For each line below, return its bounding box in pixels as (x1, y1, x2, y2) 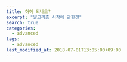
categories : (6, 25, 36, 31)
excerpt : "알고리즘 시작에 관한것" (6, 14, 82, 20)
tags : (6, 36, 20, 42)
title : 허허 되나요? (6, 8, 51, 15)
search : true (6, 19, 39, 25)
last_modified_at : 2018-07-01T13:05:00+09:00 (6, 47, 121, 53)
